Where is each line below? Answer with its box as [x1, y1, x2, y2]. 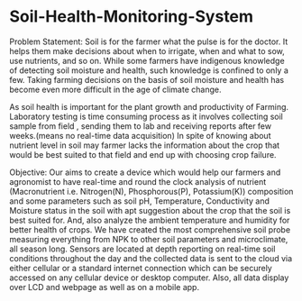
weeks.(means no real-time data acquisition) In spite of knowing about [9, 130, 271, 141]
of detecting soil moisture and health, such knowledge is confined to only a [9, 65, 288, 76]
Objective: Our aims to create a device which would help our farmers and [9, 167, 281, 178]
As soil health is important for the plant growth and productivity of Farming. [9, 101, 289, 112]
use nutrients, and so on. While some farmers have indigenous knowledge [9, 55, 286, 66]
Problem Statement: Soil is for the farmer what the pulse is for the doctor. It [9, 36, 288, 47]
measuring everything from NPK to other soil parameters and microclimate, [9, 233, 288, 244]
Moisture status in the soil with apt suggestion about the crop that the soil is [9, 205, 291, 215]
